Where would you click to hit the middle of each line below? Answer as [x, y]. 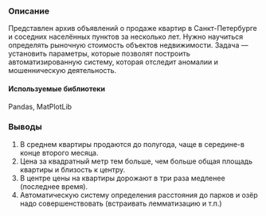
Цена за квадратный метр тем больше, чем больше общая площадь [136, 161]
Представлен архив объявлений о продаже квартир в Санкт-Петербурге [133, 29]
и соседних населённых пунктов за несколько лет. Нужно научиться [126, 37]
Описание [29, 11]
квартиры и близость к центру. [72, 169]
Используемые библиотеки [57, 88]
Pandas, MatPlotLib [40, 106]
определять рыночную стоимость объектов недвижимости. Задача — [128, 45]
